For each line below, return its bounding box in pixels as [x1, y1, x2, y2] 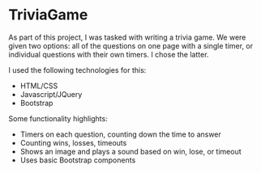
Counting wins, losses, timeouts [19, 137, 127, 147]
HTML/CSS [19, 81, 58, 91]
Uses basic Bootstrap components [19, 155, 136, 165]
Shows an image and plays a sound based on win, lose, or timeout [19, 146, 242, 156]
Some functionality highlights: [8, 113, 108, 123]
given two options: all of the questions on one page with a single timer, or [8, 40, 254, 50]
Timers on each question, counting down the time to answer [19, 129, 221, 139]
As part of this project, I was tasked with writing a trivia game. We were [8, 32, 246, 42]
